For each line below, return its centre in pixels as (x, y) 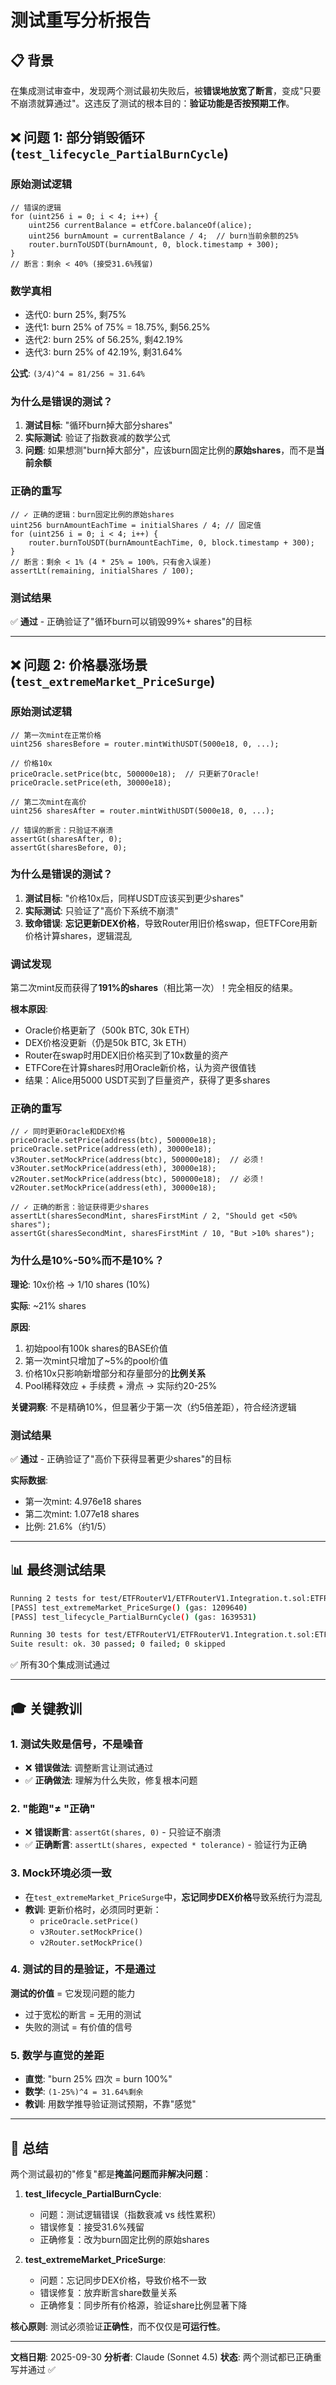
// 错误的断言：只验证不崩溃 (62, 830)
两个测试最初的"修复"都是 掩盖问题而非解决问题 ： (111, 2173)
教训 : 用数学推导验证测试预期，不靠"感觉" (110, 2104)
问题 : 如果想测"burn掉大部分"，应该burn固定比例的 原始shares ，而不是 (170, 450)
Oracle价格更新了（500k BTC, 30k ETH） (109, 1030)
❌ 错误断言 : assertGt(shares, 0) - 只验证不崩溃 (123, 1832)
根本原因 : (29, 1009)
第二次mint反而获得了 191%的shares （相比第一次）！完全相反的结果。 (154, 988)
